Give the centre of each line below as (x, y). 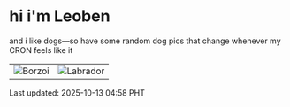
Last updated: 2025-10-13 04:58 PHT (77, 92)
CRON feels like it (41, 50)
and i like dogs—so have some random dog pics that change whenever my (145, 41)
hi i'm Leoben (60, 16)
